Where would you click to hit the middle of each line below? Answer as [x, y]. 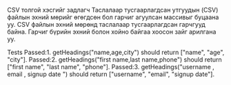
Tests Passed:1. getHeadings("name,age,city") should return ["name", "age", [116, 52]
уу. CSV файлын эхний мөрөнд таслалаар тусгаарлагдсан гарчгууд [106, 24]
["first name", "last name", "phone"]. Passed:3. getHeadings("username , [111, 67]
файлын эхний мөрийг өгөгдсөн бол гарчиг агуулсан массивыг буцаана [113, 17]
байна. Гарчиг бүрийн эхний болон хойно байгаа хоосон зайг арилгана [112, 32]
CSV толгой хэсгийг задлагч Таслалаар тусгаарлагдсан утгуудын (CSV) [113, 10]
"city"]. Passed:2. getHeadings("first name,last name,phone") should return [114, 60]
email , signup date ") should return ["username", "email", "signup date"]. [111, 74]
